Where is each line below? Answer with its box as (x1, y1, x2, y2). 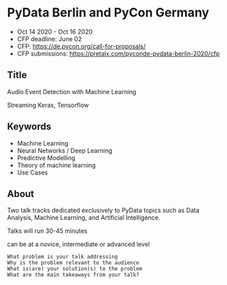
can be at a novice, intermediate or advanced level (7, 240, 150, 249)
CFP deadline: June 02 (16, 34, 82, 43)
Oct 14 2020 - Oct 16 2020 (16, 27, 93, 36)
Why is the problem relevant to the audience (7, 260, 139, 266)
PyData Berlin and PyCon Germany (7, 5, 209, 21)
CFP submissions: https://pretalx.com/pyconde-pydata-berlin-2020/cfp (16, 49, 220, 58)
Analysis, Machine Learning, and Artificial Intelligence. (7, 214, 160, 222)
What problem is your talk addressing (7, 253, 118, 260)
